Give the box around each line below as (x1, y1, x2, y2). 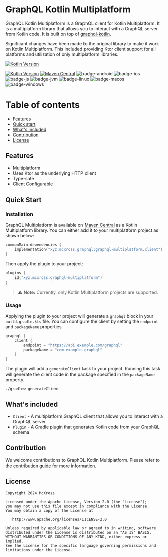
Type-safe (12, 175, 34, 181)
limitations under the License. (5, 547, 73, 552)
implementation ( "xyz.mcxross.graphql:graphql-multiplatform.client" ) (14, 247, 163, 252)
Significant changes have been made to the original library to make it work (5, 40, 159, 46)
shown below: (5, 233, 34, 239)
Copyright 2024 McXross (5, 490, 55, 496)
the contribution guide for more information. (5, 462, 97, 469)
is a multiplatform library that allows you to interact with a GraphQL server (5, 25, 158, 31)
